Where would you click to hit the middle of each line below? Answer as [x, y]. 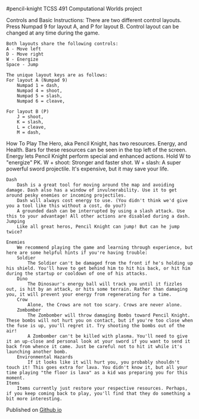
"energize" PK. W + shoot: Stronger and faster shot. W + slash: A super [94, 162]
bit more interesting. [34, 399]
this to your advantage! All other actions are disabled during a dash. [98, 216]
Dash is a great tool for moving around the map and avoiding [96, 185]
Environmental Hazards [45, 357]
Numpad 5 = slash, [40, 96]
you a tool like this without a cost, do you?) [66, 206]
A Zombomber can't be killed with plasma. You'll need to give [108, 336]
